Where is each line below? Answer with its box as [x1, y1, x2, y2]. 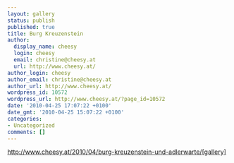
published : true [7, 23, 55, 30]
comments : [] [7, 128, 46, 135]
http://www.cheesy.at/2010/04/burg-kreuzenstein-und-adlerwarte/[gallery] [7, 147, 227, 156]
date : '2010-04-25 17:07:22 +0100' [7, 102, 112, 109]
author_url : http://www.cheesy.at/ [7, 83, 112, 90]
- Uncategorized [7, 121, 55, 129]
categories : [7, 115, 42, 122]
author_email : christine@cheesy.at [7, 76, 112, 83]
